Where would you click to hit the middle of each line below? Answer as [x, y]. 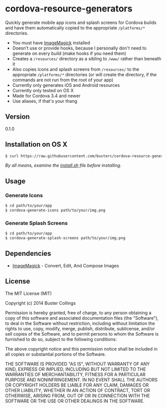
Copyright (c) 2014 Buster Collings [41, 303]
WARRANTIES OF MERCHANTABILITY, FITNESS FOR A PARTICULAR [75, 374]
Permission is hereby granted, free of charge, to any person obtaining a [78, 313]
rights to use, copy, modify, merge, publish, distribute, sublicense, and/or [80, 328]
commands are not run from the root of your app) [63, 80]
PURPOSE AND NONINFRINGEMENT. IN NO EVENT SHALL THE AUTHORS [82, 380]
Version [17, 117]
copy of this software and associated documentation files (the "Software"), [82, 318]
